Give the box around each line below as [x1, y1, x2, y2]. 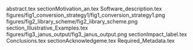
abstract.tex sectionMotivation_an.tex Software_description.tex [6, 5, 162, 12]
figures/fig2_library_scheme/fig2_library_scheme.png [6, 18, 138, 25]
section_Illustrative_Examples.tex [6, 24, 88, 31]
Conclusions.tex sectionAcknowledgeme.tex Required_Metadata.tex [6, 37, 175, 44]
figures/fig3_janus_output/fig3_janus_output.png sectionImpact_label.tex [6, 31, 188, 38]
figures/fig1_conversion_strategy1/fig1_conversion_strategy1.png [6, 11, 165, 19]
